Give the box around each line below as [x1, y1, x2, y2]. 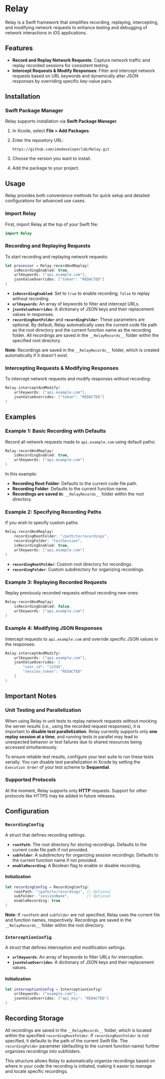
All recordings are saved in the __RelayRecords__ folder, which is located [5, 1027, 152, 1033]
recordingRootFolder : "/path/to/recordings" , [14, 534, 109, 539]
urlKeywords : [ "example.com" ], [14, 991, 78, 996]
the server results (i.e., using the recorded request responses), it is [5, 723, 141, 729]
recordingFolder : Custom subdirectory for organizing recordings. [12, 566, 145, 572]
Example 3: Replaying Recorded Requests [5, 579, 107, 586]
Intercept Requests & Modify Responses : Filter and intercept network [12, 68, 155, 73]
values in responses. [12, 312, 55, 317]
